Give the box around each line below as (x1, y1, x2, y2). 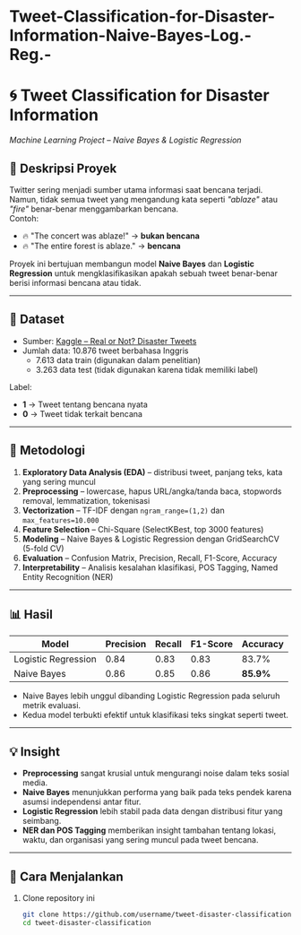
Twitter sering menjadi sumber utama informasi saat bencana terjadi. (9, 184, 263, 195)
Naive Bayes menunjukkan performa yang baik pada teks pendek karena (21, 787, 292, 798)
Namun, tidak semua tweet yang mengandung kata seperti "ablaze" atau (9, 194, 279, 204)
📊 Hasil (9, 607, 54, 622)
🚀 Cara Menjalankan (9, 869, 124, 884)
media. (21, 777, 48, 788)
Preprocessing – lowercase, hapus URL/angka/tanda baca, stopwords (21, 486, 282, 497)
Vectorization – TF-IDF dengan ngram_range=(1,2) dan (21, 505, 226, 515)
